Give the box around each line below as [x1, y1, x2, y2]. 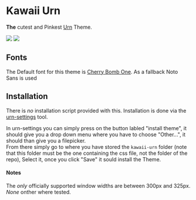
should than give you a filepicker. [6, 137, 86, 144]
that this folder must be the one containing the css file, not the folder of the [6, 150, 188, 157]
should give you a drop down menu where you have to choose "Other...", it [6, 131, 186, 138]
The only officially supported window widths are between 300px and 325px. [6, 182, 191, 189]
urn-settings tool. [6, 113, 48, 120]
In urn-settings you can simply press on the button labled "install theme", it [6, 124, 187, 131]
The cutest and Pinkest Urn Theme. [6, 23, 92, 30]
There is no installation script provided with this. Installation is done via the [6, 107, 187, 114]
